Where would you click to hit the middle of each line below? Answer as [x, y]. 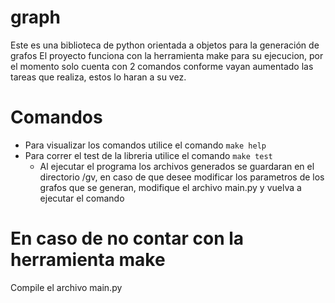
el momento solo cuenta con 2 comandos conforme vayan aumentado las [162, 66]
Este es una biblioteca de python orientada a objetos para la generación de [165, 45]
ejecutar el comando [82, 198]
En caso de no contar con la [127, 238]
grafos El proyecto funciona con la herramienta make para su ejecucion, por [167, 55]
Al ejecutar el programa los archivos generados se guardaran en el [177, 166]
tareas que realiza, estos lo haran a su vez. [98, 77]
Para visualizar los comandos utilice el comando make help [145, 145]
